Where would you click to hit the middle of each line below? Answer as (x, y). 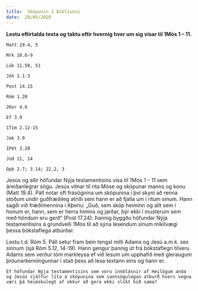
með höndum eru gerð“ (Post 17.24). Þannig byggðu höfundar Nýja (87, 218)
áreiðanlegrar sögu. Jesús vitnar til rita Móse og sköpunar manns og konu (96, 186)
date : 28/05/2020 (29, 17)
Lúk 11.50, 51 (24, 66)
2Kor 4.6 (17, 107)
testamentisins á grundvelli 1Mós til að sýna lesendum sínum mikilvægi (92, 224)
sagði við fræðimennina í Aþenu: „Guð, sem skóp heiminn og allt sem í (91, 205)
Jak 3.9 (16, 138)
